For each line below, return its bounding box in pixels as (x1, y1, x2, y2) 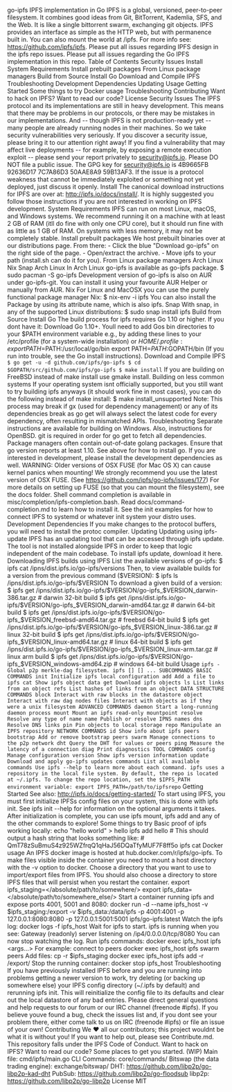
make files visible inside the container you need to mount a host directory (7, 856, 217, 864)
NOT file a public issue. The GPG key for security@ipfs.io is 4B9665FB (7, 161, 209, 168)
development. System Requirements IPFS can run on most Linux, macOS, (7, 204, 217, 213)
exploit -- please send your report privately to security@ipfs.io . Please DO (7, 153, 219, 161)
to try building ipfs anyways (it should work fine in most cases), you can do (7, 387, 222, 396)
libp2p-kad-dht (7, 1070, 51, 1077)
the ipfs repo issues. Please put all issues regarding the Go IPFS (7, 50, 190, 58)
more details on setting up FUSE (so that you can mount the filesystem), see (7, 483, 225, 491)
